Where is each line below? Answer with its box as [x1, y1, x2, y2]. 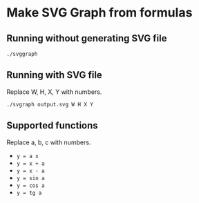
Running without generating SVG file [6, 32, 167, 44]
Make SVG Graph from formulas [6, 5, 193, 21]
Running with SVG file [6, 69, 103, 81]
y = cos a [16, 182, 46, 189]
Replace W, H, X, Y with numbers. [6, 88, 102, 96]
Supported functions [6, 119, 98, 132]
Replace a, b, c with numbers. [6, 138, 91, 146]
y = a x [16, 153, 39, 159]
